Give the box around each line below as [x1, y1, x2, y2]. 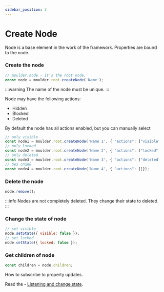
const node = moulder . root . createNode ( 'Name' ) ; [5, 77, 104, 82]
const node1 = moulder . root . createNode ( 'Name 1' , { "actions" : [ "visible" [5, 139, 161, 144]
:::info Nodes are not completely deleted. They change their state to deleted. [5, 198, 159, 203]
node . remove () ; [5, 189, 36, 194]
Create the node [5, 62, 44, 68]
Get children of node [5, 251, 55, 258]
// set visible [5, 226, 36, 231]
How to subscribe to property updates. [5, 271, 83, 277]
